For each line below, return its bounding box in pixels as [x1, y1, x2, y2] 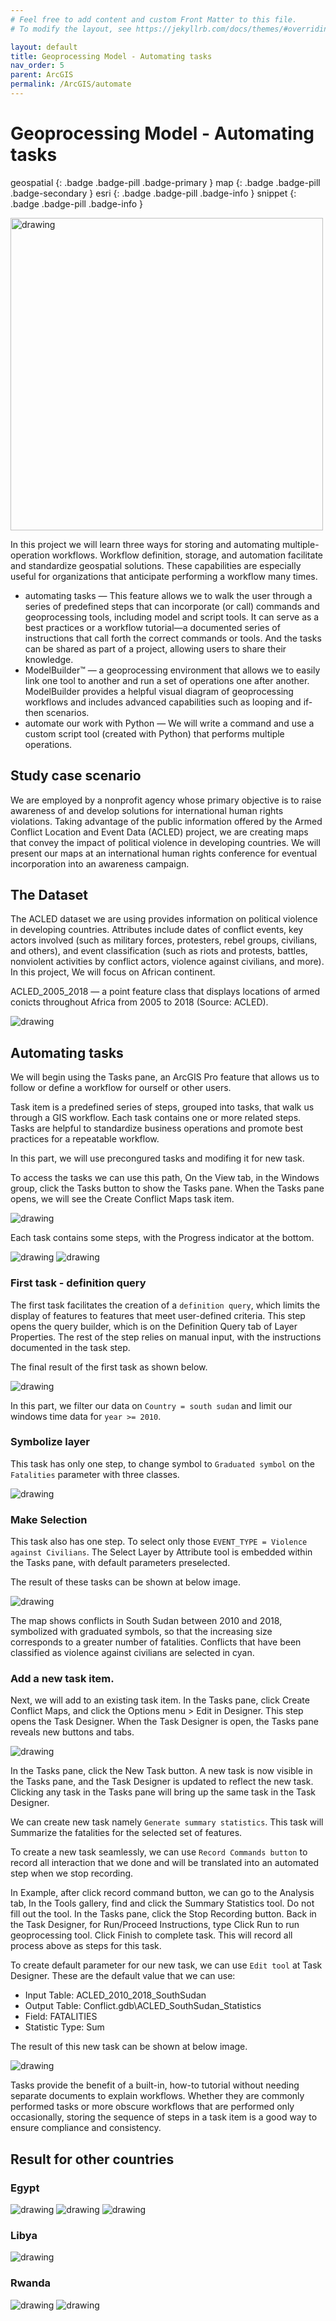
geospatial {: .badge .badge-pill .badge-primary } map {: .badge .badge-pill [10, 176, 321, 188]
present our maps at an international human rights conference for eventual [10, 847, 318, 859]
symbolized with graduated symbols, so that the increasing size [10, 1626, 273, 1638]
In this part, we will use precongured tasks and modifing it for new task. [10, 1152, 305, 1165]
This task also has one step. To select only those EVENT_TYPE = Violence [10, 1536, 308, 1548]
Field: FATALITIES [24, 2011, 98, 2023]
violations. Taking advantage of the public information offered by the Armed [10, 815, 323, 827]
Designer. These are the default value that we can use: [10, 1970, 236, 1982]
